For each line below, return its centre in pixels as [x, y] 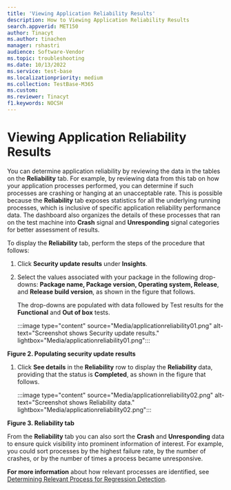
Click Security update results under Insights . [82, 263]
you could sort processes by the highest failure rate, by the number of [107, 451]
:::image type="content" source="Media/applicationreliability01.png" [114, 325]
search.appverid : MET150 [43, 26]
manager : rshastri [33, 45]
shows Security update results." [114, 333]
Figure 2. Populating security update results [71, 354]
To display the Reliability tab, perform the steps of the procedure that [106, 243]
